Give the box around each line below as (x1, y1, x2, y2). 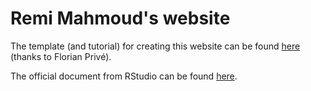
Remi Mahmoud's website (10, 7, 231, 30)
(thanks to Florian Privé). (10, 50, 112, 62)
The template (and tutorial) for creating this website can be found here (10, 40, 301, 52)
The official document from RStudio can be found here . (10, 70, 238, 82)
